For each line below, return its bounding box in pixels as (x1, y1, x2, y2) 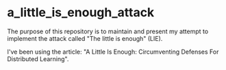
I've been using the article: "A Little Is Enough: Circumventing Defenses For (7, 48, 219, 56)
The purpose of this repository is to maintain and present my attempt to (7, 27, 209, 35)
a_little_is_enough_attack (7, 5, 155, 20)
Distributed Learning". (7, 54, 69, 63)
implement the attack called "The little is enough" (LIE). (7, 34, 163, 42)
